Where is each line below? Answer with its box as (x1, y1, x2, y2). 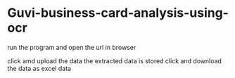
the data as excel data (7, 64, 72, 72)
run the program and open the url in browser (7, 43, 136, 51)
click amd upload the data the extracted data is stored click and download (7, 56, 222, 65)
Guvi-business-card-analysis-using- (7, 5, 229, 21)
